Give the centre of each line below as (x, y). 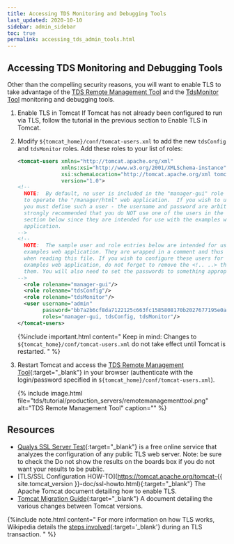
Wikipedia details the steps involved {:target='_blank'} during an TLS (105, 527)
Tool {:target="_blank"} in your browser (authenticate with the (105, 372)
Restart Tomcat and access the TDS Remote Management (101, 365)
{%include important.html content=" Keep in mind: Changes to (107, 336)
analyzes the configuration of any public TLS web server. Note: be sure (119, 454)
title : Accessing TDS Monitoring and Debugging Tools (87, 14)
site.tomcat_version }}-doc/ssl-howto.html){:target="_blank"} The (111, 483)
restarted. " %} (39, 351)
